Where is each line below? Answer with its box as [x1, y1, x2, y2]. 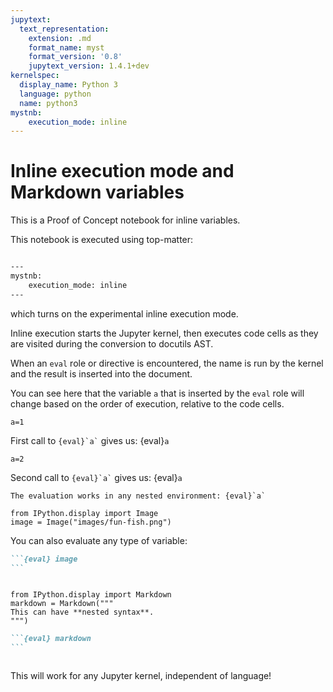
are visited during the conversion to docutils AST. [10, 337, 214, 350]
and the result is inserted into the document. [10, 367, 193, 380]
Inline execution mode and [10, 160, 235, 183]
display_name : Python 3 [19, 80, 118, 90]
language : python [19, 89, 92, 99]
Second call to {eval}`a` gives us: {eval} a [10, 471, 183, 483]
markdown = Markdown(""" [10, 599, 114, 609]
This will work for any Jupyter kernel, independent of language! [10, 670, 272, 682]
